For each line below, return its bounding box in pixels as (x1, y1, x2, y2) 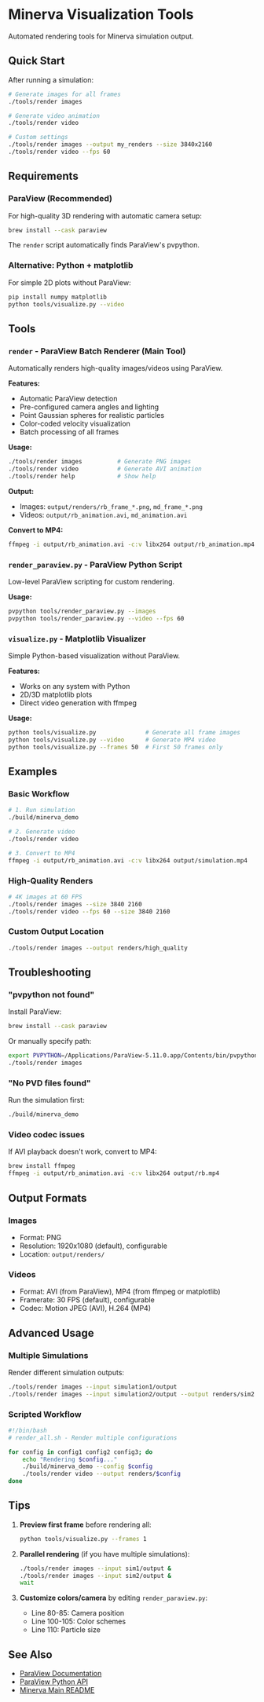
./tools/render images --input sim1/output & (19, 1565, 171, 1572)
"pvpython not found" (8, 989, 95, 1000)
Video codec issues (8, 1129, 85, 1140)
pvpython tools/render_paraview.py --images (8, 607, 156, 615)
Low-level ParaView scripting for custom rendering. (8, 576, 175, 586)
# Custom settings (8, 134, 68, 141)
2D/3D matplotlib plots (19, 690, 93, 700)
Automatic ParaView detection (19, 394, 118, 404)
